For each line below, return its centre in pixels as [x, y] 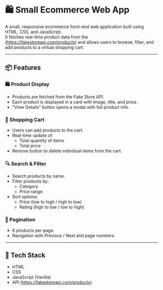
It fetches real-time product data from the [47, 37]
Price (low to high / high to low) [51, 202]
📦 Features [23, 68]
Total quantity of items [42, 140]
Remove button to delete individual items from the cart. [67, 151]
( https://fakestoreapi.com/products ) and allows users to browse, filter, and [79, 42]
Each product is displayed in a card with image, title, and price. [75, 102]
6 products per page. [33, 230]
